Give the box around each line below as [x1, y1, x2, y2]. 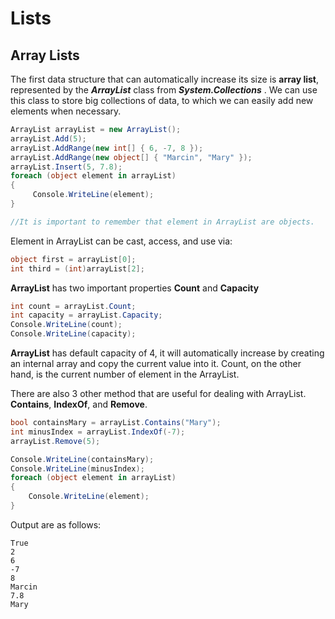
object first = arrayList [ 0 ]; [10, 254, 137, 264]
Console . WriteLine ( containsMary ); [10, 454, 155, 464]
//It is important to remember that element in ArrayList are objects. [10, 217, 315, 227]
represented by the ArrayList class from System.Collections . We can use [10, 84, 318, 96]
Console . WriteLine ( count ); [10, 320, 123, 330]
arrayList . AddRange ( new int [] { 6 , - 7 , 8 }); [10, 143, 204, 153]
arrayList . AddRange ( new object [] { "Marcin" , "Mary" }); [10, 152, 253, 162]
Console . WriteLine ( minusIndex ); [10, 463, 145, 474]
